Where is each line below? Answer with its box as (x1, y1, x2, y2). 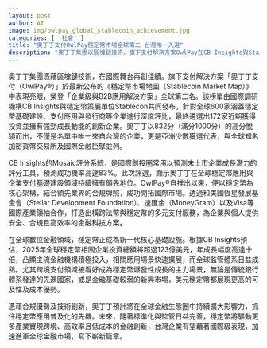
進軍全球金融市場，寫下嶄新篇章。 (14, 331, 127, 341)
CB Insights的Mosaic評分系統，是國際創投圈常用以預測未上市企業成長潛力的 (8, 158, 257, 167)
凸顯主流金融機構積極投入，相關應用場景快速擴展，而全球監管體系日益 (21, 255, 252, 264)
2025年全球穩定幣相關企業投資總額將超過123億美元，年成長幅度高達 (21, 244, 246, 254)
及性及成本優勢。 (8, 284, 64, 294)
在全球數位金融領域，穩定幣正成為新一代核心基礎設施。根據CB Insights (8, 235, 241, 244)
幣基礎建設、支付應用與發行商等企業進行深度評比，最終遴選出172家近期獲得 (8, 111, 257, 120)
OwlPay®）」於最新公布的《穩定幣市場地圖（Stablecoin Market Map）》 (21, 81, 253, 91)
